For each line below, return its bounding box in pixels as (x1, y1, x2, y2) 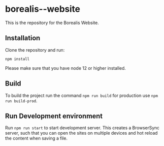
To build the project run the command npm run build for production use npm (5, 92, 158, 98)
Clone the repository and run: (5, 47, 65, 53)
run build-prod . (5, 97, 38, 104)
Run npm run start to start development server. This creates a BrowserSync (5, 125, 160, 131)
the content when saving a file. (5, 135, 68, 141)
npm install (5, 57, 30, 61)
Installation (5, 34, 40, 42)
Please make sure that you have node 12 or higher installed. (5, 65, 126, 71)
